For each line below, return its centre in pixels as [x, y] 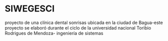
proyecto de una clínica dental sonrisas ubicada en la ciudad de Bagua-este [84, 22]
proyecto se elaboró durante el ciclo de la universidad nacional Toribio [78, 27]
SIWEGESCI [30, 9]
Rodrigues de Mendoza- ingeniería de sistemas [54, 33]
